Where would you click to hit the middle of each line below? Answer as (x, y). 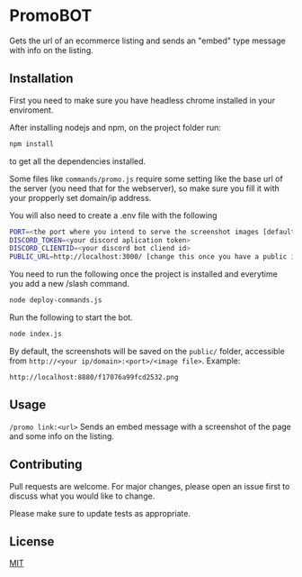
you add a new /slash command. (70, 284)
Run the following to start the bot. (71, 317)
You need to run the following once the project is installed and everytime (144, 274)
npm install (31, 144)
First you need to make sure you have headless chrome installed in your (142, 100)
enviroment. (31, 110)
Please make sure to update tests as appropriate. (100, 513)
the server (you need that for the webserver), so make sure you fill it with (145, 188)
